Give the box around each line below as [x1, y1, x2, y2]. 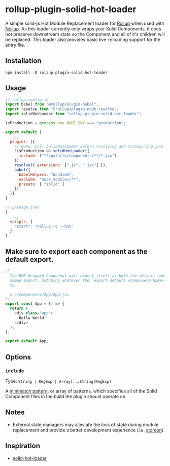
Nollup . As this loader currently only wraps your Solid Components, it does [5, 25, 161, 31]
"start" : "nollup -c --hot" [14, 224, 74, 229]
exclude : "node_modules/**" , [18, 176, 81, 182]
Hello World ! [18, 315, 47, 320]
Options [5, 352, 31, 361]
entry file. [5, 42, 25, 48]
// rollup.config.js [5, 97, 49, 102]
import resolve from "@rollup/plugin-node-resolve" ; [5, 106, 119, 112]
